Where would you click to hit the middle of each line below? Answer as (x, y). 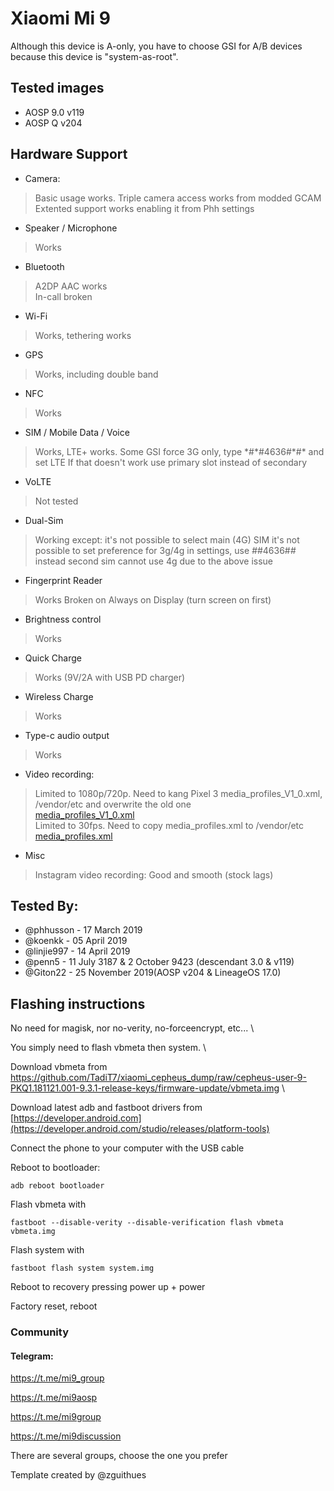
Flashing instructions (78, 1003)
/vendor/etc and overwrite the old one (113, 804)
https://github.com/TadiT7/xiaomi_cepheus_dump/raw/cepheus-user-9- (158, 1078)
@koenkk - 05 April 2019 (76, 941)
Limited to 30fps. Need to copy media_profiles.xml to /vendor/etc (169, 825)
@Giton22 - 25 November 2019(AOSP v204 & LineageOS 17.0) (153, 973)
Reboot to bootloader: (55, 1168)
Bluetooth (44, 266)
